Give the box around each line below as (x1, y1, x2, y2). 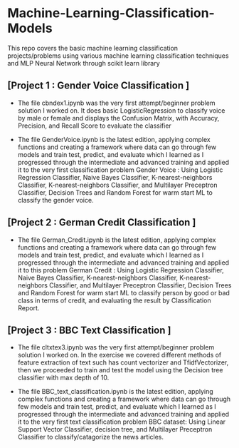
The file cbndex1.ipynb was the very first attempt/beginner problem (17, 98, 216, 107)
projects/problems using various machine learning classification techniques (7, 51, 229, 60)
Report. (17, 303, 40, 312)
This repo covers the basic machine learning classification (7, 44, 179, 52)
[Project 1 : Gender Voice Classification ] (7, 80, 190, 92)
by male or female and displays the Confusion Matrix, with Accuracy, (17, 113, 220, 122)
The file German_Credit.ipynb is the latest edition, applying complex (17, 235, 216, 244)
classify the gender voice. (17, 195, 94, 204)
